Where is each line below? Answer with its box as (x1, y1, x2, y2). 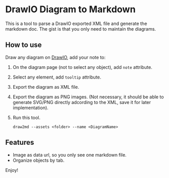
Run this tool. (12, 114, 41, 120)
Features (5, 138, 34, 147)
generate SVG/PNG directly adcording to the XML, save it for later (12, 99, 151, 105)
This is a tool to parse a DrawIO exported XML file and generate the (5, 20, 147, 27)
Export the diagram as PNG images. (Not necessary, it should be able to (12, 93, 164, 100)
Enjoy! (5, 167, 19, 173)
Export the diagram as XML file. (12, 84, 79, 90)
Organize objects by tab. (12, 157, 65, 163)
